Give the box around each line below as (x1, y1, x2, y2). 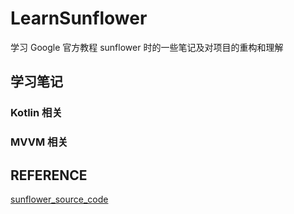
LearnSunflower (10, 7, 148, 30)
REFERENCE (10, 167, 88, 184)
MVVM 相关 (10, 135, 68, 149)
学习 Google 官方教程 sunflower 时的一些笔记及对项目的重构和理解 (10, 41, 284, 53)
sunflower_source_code (10, 193, 109, 205)
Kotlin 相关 (10, 106, 63, 120)
